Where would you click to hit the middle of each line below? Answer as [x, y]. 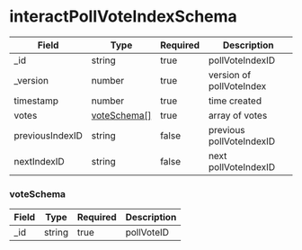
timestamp [36, 101]
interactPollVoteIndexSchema [124, 17]
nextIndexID [39, 161]
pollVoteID [147, 233]
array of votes [238, 115]
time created [235, 101]
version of [230, 75]
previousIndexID [49, 135]
